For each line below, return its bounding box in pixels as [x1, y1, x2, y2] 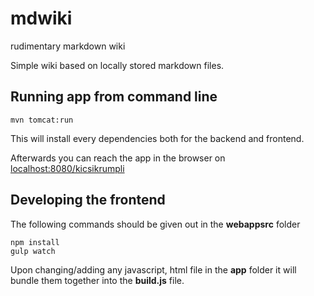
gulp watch [10, 246, 56, 256]
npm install [10, 237, 60, 247]
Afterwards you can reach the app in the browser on [10, 152, 226, 164]
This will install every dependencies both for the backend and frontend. [10, 132, 305, 144]
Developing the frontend [10, 192, 166, 209]
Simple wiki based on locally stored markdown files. [10, 59, 225, 71]
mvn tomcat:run [10, 115, 74, 125]
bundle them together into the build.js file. [10, 274, 185, 286]
